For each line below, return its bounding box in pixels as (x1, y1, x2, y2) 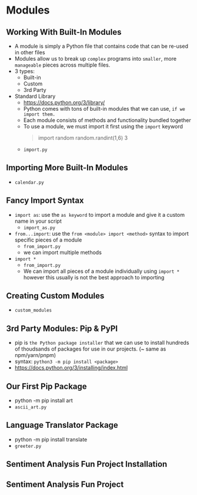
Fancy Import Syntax (6, 196, 84, 206)
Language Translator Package (6, 420, 119, 430)
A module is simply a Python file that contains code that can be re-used (14, 42, 188, 49)
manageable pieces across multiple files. (14, 61, 111, 68)
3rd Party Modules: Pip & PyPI (6, 324, 118, 334)
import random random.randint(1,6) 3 (38, 134, 128, 141)
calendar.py (14, 179, 44, 186)
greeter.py (14, 443, 42, 449)
